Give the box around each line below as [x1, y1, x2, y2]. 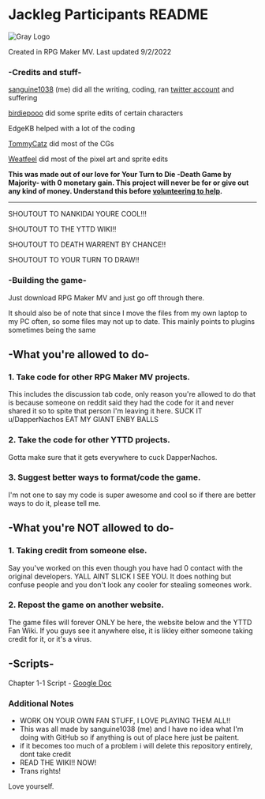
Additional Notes [8, 698, 74, 709]
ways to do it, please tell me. [8, 498, 101, 507]
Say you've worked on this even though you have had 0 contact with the [8, 563, 243, 572]
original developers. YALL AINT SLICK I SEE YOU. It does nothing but [8, 571, 232, 581]
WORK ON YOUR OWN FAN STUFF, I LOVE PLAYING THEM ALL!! [19, 715, 231, 725]
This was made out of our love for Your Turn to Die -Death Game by [8, 170, 232, 179]
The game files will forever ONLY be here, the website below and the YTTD [8, 617, 252, 627]
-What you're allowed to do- [8, 348, 150, 361]
